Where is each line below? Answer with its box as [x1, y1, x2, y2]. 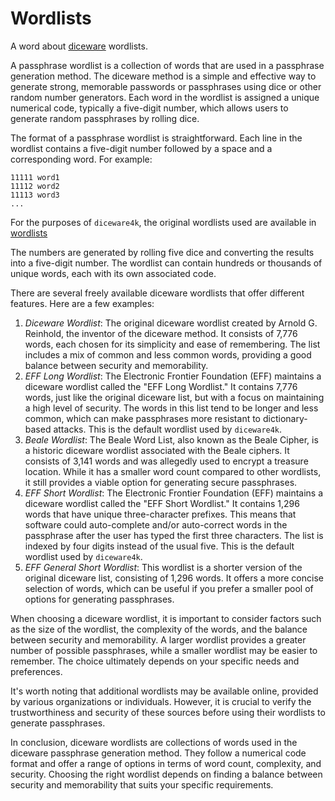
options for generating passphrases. [24, 593, 175, 605]
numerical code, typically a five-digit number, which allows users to [10, 102, 289, 114]
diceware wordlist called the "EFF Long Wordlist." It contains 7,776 [24, 380, 298, 392]
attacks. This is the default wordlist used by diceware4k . [53, 423, 283, 435]
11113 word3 [10, 190, 60, 200]
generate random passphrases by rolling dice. [10, 112, 200, 124]
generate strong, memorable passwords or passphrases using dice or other [10, 80, 322, 92]
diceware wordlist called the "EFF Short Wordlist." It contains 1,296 [24, 497, 300, 509]
